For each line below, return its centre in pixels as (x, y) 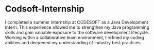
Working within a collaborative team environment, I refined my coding (75, 37)
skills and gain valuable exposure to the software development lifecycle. (77, 32)
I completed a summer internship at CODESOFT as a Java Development (77, 22)
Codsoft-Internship (45, 9)
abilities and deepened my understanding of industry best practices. (73, 42)
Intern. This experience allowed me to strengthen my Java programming (77, 27)
